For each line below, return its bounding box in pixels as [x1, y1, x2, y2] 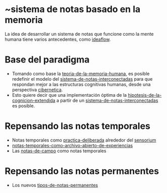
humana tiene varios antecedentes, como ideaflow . [5, 36, 111, 42]
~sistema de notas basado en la [5, 4, 141, 15]
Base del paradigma [5, 54, 90, 66]
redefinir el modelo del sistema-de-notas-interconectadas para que [12, 76, 153, 82]
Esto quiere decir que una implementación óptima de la [12, 92, 127, 98]
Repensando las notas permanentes [5, 165, 159, 177]
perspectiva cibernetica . [12, 87, 63, 93]
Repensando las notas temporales [5, 120, 151, 132]
